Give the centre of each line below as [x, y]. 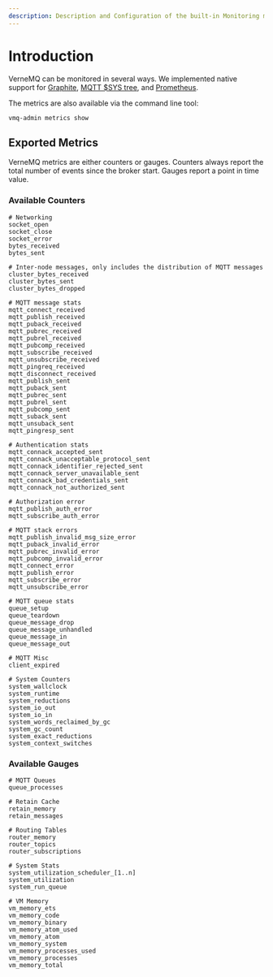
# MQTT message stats [45, 303]
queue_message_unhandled [50, 629]
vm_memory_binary [38, 923]
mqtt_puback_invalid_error [54, 544]
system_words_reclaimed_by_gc [60, 722]
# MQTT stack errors [43, 530]
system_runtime [34, 694]
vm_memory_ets [32, 908]
